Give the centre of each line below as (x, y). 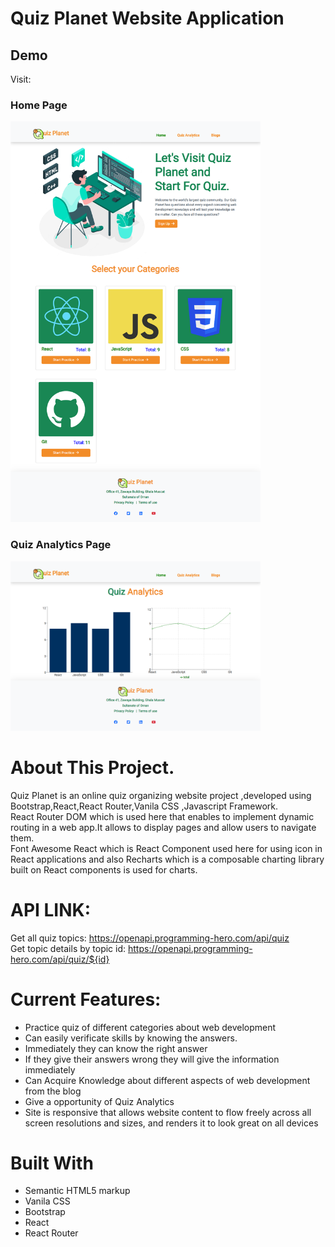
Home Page (39, 105)
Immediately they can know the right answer (116, 1048)
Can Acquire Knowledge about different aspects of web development (167, 1080)
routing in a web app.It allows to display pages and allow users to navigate (163, 827)
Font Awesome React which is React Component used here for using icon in (166, 848)
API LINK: (51, 909)
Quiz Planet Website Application (147, 18)
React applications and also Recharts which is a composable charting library (167, 859)
